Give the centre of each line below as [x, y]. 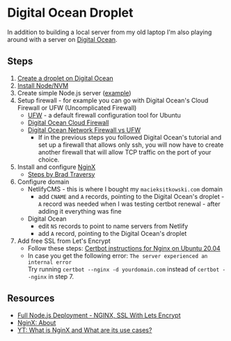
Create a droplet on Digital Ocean [65, 78]
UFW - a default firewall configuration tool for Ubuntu [104, 115]
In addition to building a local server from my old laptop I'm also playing [110, 32]
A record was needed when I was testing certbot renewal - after [129, 204]
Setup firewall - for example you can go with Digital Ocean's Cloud [113, 100]
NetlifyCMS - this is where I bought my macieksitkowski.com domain [125, 189]
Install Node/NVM [43, 86]
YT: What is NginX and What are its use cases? [85, 330]
